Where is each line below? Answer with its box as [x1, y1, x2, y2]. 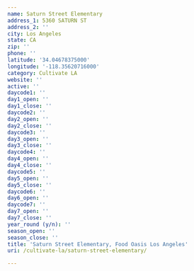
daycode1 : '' [7, 89, 46, 96]
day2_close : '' [7, 122, 52, 129]
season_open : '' [7, 227, 55, 234]
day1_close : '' [7, 103, 52, 110]
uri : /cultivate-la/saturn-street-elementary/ [7, 247, 147, 255]
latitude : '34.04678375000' [7, 57, 91, 64]
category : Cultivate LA [7, 69, 78, 76]
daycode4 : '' [7, 149, 46, 156]
